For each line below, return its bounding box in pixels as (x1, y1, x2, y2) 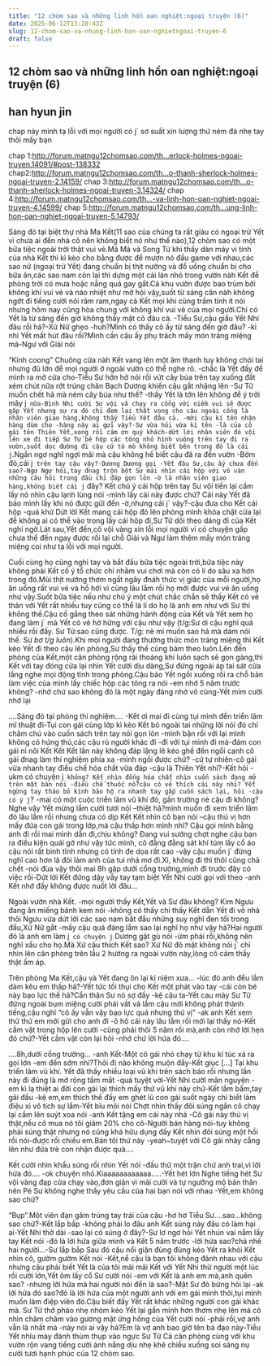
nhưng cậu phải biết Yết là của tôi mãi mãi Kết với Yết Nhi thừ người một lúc (8, 1262, 260, 1272)
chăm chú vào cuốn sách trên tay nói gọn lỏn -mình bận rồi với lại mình (8, 729, 246, 738)
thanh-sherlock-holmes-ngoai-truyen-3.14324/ (8, 185, 166, 195)
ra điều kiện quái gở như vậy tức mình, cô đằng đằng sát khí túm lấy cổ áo (8, 838, 256, 848)
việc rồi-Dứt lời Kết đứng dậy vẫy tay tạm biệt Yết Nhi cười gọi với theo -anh (8, 872, 261, 882)
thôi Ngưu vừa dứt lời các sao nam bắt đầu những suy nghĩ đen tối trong (8, 914, 249, 924)
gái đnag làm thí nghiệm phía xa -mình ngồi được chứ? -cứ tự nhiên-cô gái (8, 755, 257, 764)
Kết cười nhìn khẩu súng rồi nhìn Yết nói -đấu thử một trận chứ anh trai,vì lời (8, 1160, 261, 1170)
